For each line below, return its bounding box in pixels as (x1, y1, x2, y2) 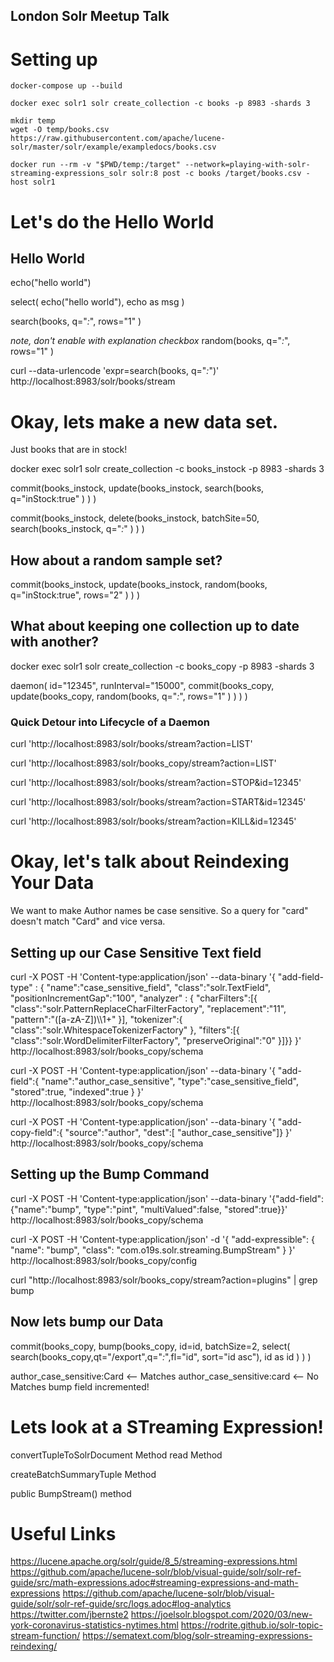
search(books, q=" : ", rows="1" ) (10, 315, 142, 328)
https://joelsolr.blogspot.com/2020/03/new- (130, 1609, 313, 1621)
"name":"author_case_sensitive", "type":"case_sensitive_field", (41, 1075, 299, 1087)
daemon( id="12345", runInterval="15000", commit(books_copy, (10, 679, 275, 691)
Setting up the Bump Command (10, 1166, 210, 1183)
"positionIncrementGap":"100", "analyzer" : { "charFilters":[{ (10, 992, 258, 1004)
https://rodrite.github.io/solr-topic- (180, 1619, 323, 1631)
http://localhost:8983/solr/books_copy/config (10, 1254, 198, 1266)
